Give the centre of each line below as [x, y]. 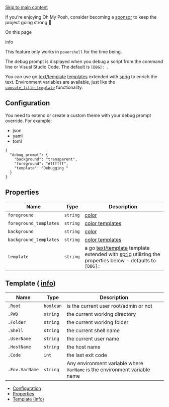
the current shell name [93, 331]
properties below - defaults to [120, 260]
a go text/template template [117, 248]
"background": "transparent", [46, 159]
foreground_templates [33, 223]
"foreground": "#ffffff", [41, 163]
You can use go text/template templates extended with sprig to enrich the [81, 77]
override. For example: [28, 121]
